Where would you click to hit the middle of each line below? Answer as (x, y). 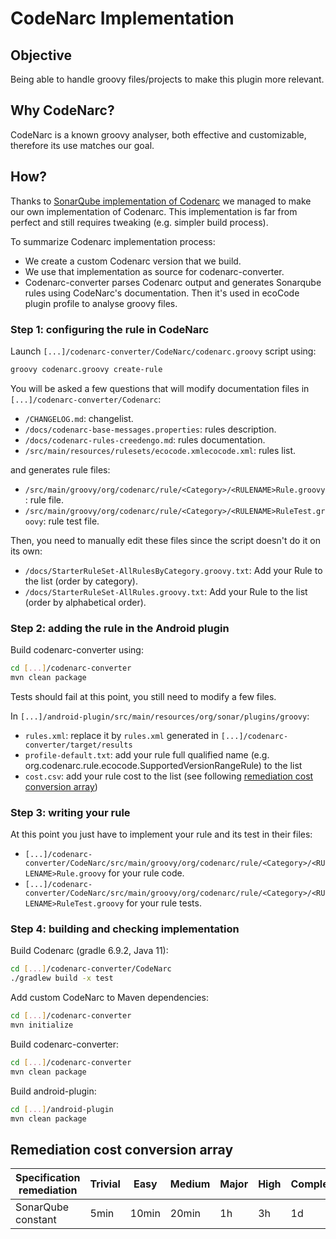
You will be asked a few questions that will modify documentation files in (160, 388)
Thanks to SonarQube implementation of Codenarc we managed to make (161, 201)
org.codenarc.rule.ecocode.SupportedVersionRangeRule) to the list (163, 765)
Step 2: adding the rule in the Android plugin (120, 628)
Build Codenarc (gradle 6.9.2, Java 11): (89, 951)
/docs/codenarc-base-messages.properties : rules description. (150, 429)
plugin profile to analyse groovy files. (101, 303)
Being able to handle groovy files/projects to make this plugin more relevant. (167, 79)
